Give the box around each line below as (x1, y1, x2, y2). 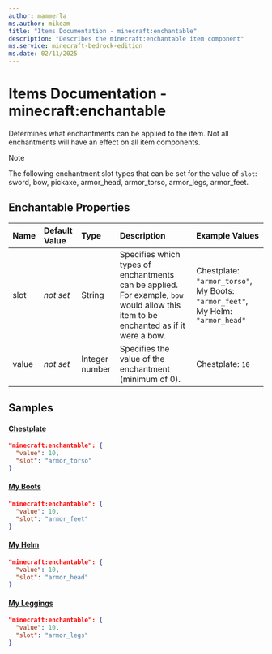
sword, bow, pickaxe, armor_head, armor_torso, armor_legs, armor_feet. (8, 177, 249, 187)
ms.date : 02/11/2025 (8, 49, 79, 58)
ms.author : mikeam (8, 19, 70, 28)
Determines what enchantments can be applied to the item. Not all (8, 128, 229, 138)
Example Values (195, 230, 260, 241)
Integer (80, 353, 109, 364)
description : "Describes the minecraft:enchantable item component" (8, 34, 244, 43)
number (80, 363, 112, 374)
